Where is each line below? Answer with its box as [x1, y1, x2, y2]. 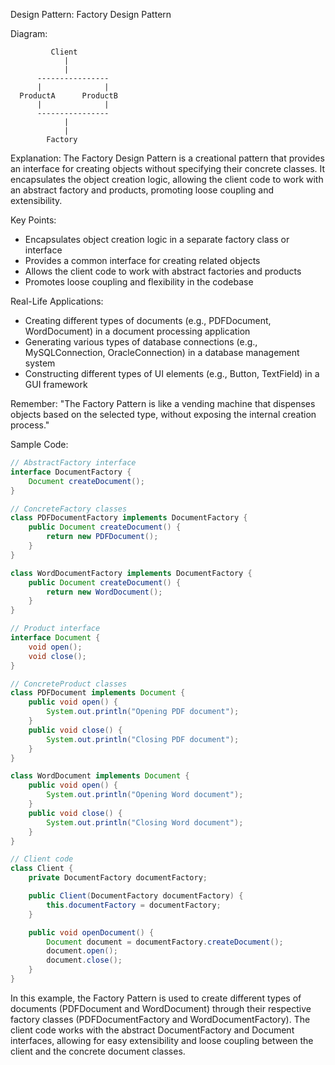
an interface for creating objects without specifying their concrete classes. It [10, 163, 326, 174]
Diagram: [10, 28, 48, 39]
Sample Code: [10, 439, 69, 450]
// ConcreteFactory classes [10, 504, 128, 514]
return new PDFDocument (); [46, 532, 159, 542]
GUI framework [24, 379, 88, 390]
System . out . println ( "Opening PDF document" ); [46, 707, 240, 717]
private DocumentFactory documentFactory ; [28, 873, 208, 883]
